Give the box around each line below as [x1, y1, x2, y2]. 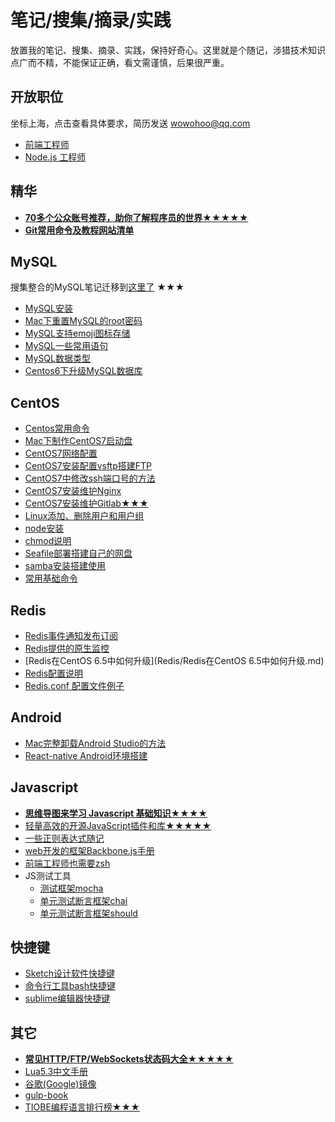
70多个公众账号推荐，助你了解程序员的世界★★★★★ [24, 211, 249, 223]
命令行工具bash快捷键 [24, 980, 117, 992]
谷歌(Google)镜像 [24, 1078, 97, 1090]
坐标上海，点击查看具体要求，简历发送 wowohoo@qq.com [10, 117, 251, 129]
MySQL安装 [24, 302, 73, 315]
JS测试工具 [24, 869, 72, 881]
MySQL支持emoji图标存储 [24, 327, 131, 340]
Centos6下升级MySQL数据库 [24, 365, 143, 377]
